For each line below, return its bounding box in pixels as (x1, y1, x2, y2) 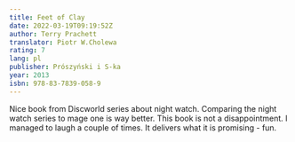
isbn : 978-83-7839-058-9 (9, 79, 101, 88)
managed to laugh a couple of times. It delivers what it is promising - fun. (9, 122, 277, 133)
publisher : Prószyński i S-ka (9, 63, 122, 72)
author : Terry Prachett (9, 29, 98, 38)
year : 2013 (9, 71, 50, 80)
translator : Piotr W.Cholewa (9, 37, 117, 47)
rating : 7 (9, 46, 46, 55)
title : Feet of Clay (9, 12, 86, 22)
